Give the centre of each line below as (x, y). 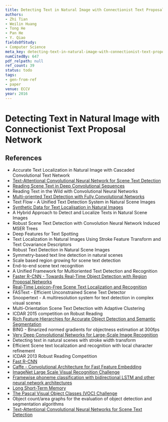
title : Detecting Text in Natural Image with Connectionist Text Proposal (85, 10)
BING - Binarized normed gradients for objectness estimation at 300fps (86, 330)
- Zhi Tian (16, 19)
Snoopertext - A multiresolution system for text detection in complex (83, 298)
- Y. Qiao (15, 38)
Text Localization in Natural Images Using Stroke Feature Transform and (86, 239)
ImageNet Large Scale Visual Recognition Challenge (66, 372)
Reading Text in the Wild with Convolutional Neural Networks (75, 191)
